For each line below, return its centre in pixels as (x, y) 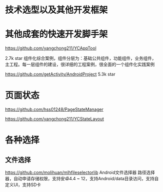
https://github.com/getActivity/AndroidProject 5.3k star (60, 74)
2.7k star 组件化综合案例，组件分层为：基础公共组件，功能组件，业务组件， (81, 58)
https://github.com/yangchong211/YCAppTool (51, 48)
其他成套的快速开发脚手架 (57, 34)
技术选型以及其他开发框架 (57, 10)
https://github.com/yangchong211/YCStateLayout (54, 119)
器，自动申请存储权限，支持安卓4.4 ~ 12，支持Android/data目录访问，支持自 (82, 179)
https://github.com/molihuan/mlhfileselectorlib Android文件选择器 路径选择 (80, 172)
